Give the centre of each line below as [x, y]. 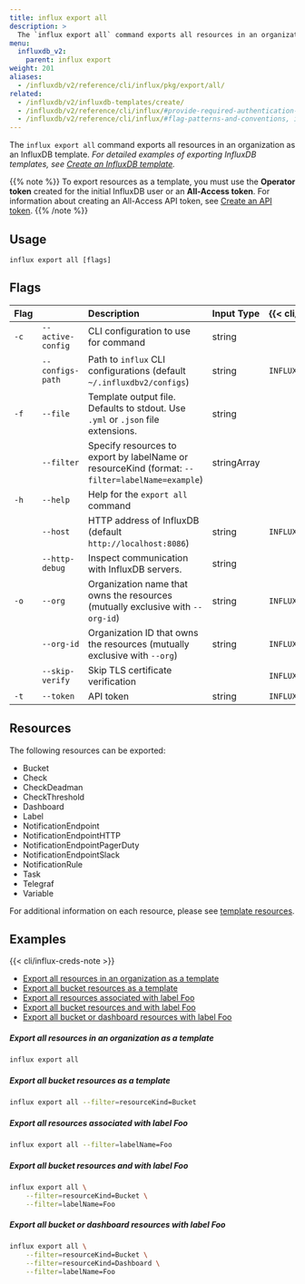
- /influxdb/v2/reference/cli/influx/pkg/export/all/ [121, 85]
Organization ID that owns [143, 632]
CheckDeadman [53, 787]
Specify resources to [132, 446]
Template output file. [132, 397]
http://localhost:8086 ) [138, 543]
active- [59, 336]
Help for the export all [138, 494]
